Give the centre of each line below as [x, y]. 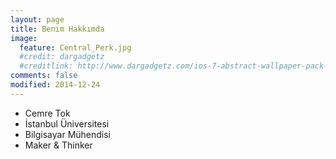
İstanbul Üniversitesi [67, 123]
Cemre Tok [47, 113]
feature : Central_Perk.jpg [75, 47]
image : [24, 38]
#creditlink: [46, 66]
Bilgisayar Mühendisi [68, 134]
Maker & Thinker [58, 145]
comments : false [44, 76]
